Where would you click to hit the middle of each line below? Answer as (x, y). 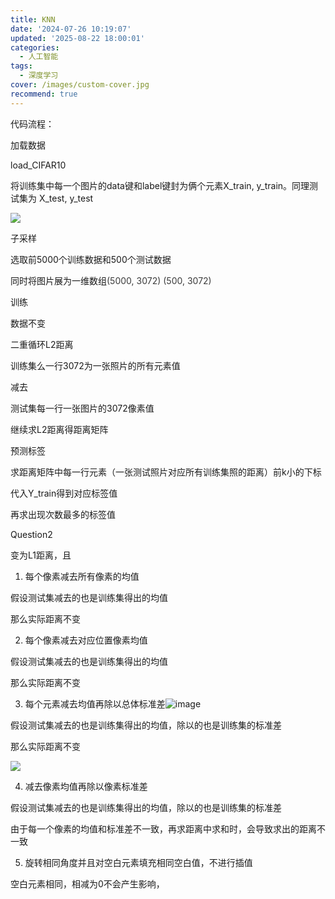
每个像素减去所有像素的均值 (82, 576)
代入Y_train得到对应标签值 (64, 493)
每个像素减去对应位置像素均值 (86, 640)
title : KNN (33, 19)
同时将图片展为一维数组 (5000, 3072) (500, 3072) (111, 280)
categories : (35, 47)
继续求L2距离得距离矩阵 (59, 429)
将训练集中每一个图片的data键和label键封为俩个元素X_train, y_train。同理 (160, 185)
